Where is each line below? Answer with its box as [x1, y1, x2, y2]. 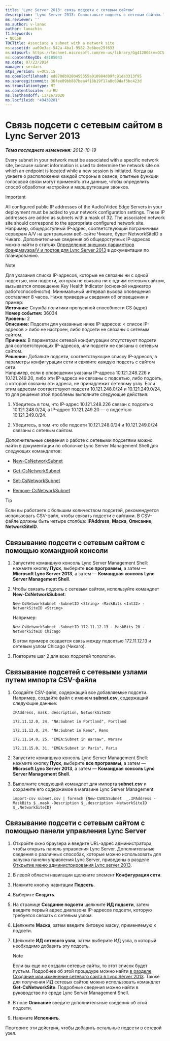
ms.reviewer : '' [5, 17, 40, 22]
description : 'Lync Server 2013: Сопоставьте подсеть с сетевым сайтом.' [5, 12, 165, 17]
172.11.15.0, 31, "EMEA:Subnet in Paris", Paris [12, 745, 118, 751]
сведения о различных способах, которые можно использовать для [12, 851, 161, 857]
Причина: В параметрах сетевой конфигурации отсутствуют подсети [5, 337, 157, 343]
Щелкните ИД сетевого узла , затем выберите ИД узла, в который [12, 937, 157, 943]
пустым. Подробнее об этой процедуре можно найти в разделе [12, 968, 152, 974]
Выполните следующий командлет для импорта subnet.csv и [12, 781, 147, 787]
